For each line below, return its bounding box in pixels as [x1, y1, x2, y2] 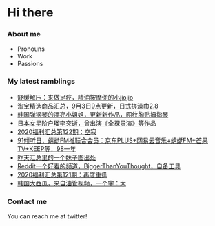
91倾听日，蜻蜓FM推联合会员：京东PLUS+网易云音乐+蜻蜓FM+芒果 [17, 136, 209, 144]
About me [7, 30, 41, 39]
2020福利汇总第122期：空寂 [17, 127, 97, 135]
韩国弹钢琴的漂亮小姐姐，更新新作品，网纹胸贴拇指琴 [17, 110, 169, 118]
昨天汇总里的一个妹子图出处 [17, 153, 96, 161]
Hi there [7, 5, 54, 21]
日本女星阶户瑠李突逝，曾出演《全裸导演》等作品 [17, 119, 156, 127]
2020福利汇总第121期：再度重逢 [17, 170, 108, 179]
